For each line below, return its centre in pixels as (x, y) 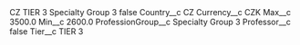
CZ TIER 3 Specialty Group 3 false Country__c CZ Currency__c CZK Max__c (150, 12)
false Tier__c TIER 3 (47, 31)
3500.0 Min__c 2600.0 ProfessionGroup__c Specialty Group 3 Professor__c (150, 22)
